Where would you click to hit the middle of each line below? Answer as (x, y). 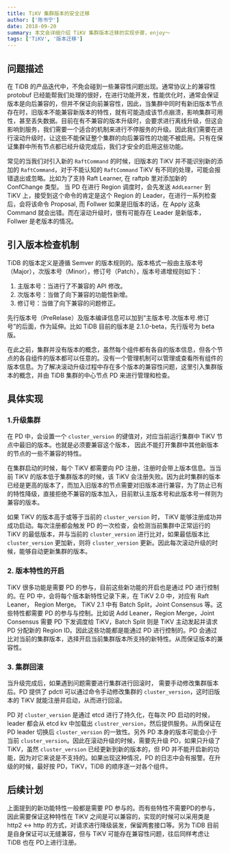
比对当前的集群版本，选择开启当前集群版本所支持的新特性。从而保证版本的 (112, 639)
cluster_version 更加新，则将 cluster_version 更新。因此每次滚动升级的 (110, 543)
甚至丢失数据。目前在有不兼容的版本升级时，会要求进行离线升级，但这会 (121, 120)
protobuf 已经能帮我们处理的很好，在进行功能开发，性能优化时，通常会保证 (113, 95)
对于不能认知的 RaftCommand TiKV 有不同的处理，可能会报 (141, 170)
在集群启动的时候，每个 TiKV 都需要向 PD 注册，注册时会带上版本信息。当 (111, 468)
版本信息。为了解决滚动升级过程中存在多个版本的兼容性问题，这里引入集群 (112, 366)
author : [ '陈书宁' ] (33, 20)
